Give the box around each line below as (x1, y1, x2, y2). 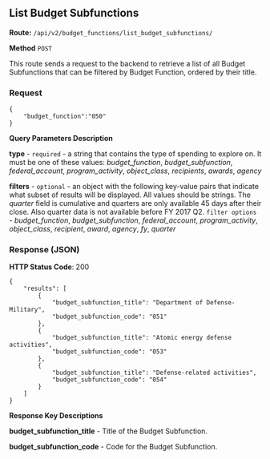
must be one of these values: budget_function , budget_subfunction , (9, 158, 233, 167)
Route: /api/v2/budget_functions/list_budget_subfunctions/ (9, 27, 213, 37)
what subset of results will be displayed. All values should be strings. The (9, 190, 252, 199)
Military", (9, 306, 46, 314)
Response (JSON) (9, 244, 80, 256)
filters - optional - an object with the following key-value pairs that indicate (9, 182, 260, 191)
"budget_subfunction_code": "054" (51, 376, 167, 384)
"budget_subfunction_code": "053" (51, 348, 167, 356)
